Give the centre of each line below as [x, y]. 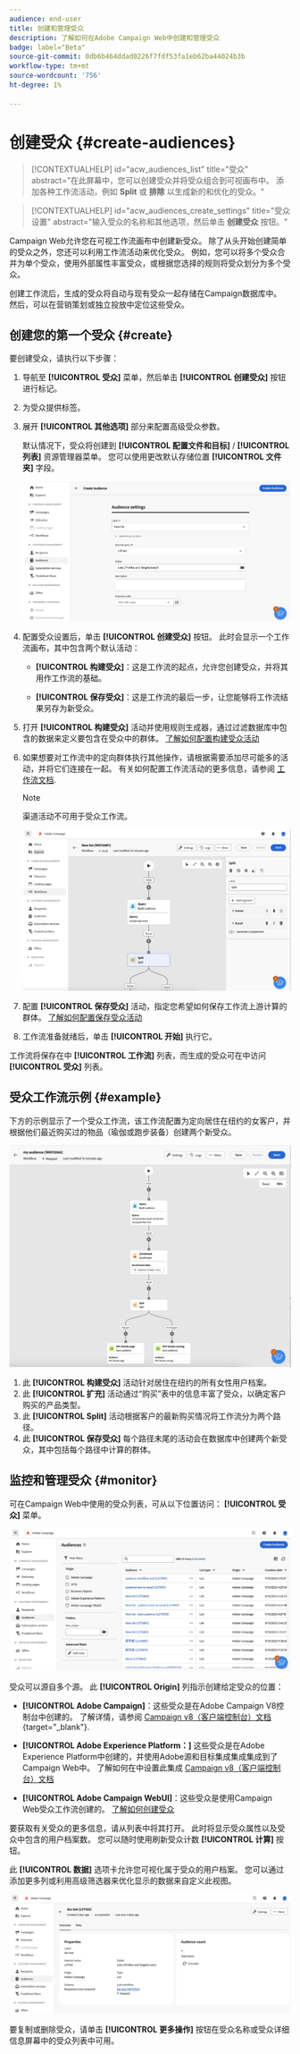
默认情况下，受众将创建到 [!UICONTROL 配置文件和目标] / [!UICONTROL [156, 446]
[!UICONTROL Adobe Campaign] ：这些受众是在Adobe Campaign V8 [149, 1706]
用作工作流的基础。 [71, 678]
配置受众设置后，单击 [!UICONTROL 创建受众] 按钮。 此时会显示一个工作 [156, 636]
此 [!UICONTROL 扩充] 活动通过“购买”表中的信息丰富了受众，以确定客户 [154, 1393]
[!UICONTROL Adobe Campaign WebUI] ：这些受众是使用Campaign [147, 1798]
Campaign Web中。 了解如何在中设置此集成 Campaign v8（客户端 [144, 1768]
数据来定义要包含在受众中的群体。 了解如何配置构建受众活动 [149, 738]
